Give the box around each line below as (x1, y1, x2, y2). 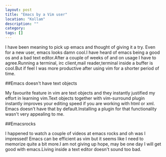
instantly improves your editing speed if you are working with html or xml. (5, 101, 155, 106)
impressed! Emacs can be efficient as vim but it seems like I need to (5, 136, 144, 142)
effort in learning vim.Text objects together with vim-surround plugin (5, 95, 145, 101)
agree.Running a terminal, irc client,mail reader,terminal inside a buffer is (5, 60, 153, 66)
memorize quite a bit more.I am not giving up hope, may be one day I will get (5, 141, 162, 147)
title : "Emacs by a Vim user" (5, 12, 68, 17)
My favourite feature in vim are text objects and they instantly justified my (5, 90, 155, 96)
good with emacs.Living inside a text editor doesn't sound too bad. (5, 147, 142, 152)
